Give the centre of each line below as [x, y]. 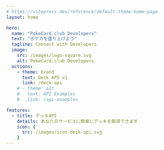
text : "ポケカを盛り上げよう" [44, 39]
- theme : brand [36, 72]
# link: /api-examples [48, 100]
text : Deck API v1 [45, 78]
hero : [13, 28]
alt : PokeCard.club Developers [56, 61]
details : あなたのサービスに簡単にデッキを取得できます [78, 121]
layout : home [22, 17]
